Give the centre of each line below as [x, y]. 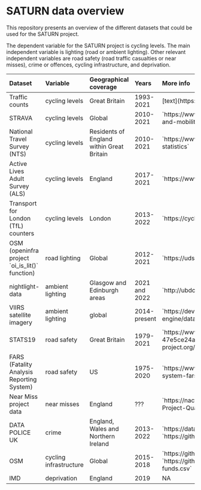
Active [18, 164]
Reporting [23, 379]
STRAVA [21, 118]
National [21, 131]
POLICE [20, 432]
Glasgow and [108, 283]
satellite [20, 314]
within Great [106, 146]
